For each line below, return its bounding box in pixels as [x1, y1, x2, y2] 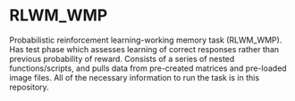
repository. [9, 82, 49, 92]
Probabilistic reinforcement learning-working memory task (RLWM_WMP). [9, 35, 282, 45]
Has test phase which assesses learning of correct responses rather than [9, 43, 280, 54]
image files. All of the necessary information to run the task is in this [9, 72, 260, 82]
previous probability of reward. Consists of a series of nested [9, 53, 235, 64]
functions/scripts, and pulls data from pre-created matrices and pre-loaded [9, 63, 288, 74]
